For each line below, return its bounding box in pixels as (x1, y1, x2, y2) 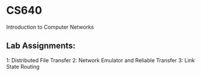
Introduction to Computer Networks (6, 23, 94, 31)
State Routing (6, 63, 40, 70)
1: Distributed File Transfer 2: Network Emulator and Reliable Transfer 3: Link (6, 56, 195, 63)
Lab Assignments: (6, 41, 76, 51)
